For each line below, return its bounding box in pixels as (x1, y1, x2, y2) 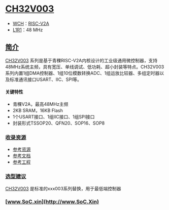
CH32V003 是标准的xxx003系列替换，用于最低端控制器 (5, 185, 121, 191)
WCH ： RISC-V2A (12, 20, 49, 26)
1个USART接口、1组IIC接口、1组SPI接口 (12, 113, 95, 119)
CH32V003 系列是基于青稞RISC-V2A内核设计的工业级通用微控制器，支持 (5, 57, 158, 63)
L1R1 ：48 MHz (12, 26, 43, 33)
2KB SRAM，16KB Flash (12, 107, 63, 113)
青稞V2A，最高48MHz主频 (12, 101, 69, 107)
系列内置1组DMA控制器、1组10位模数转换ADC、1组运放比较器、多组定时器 (5, 70, 160, 76)
